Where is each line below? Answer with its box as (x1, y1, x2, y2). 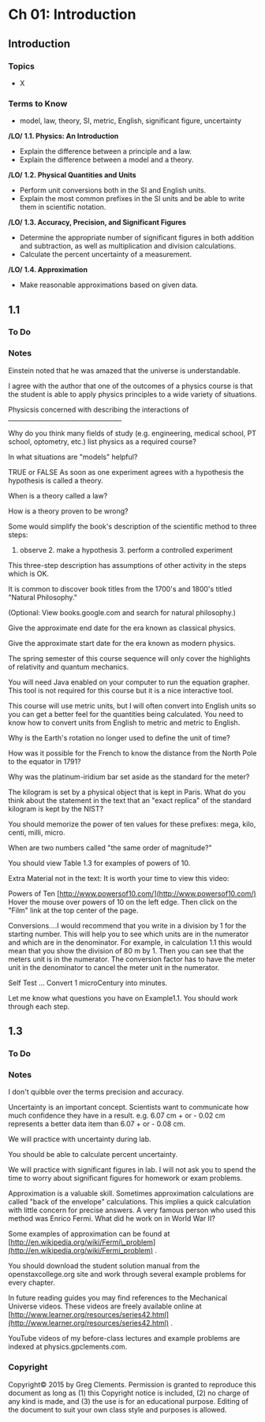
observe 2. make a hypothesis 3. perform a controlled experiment (19, 545, 233, 554)
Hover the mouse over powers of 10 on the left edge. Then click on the (8, 897, 238, 906)
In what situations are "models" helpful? (8, 452, 138, 461)
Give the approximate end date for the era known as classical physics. (8, 623, 237, 633)
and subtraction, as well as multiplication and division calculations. (19, 241, 237, 251)
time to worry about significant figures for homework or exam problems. (8, 1174, 243, 1183)
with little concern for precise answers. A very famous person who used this (8, 1205, 256, 1215)
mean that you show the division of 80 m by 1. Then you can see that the (8, 946, 244, 955)
